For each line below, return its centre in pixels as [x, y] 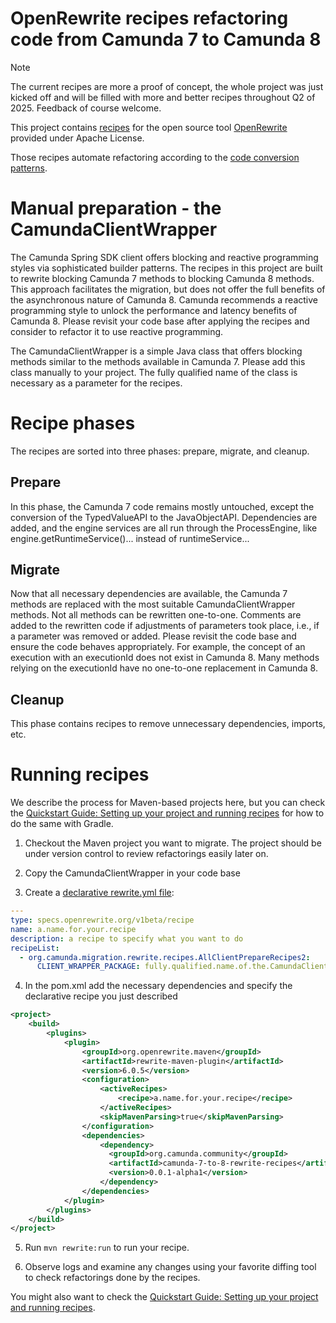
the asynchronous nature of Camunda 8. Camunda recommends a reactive [164, 299]
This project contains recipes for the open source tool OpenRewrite [149, 127]
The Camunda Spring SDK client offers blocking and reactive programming [164, 257]
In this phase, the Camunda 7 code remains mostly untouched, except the [162, 506]
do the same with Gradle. [62, 824]
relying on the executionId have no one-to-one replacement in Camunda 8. [164, 668]
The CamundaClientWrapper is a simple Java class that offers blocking [156, 351]
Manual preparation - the [116, 208]
